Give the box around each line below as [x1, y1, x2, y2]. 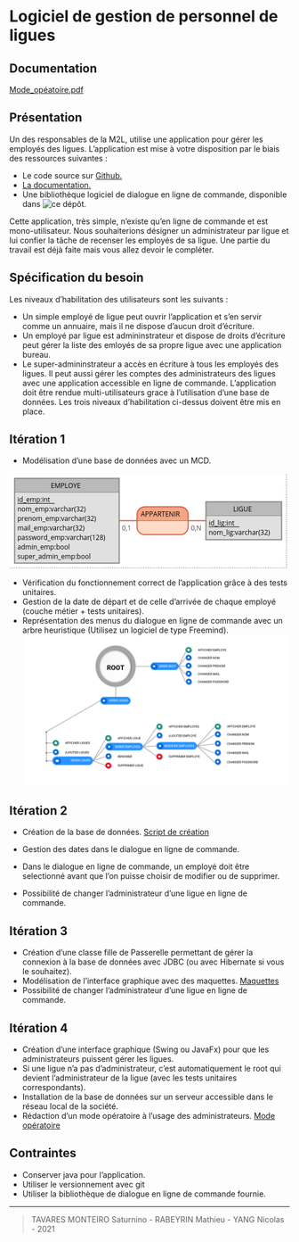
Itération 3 [9, 923, 69, 939]
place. [21, 406, 45, 417]
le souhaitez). [21, 966, 73, 977]
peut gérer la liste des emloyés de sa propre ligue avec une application [21, 339, 282, 350]
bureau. [21, 349, 52, 360]
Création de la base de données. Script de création [21, 827, 209, 838]
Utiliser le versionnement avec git [21, 1179, 145, 1189]
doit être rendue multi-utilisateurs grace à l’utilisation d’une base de [21, 386, 270, 398]
